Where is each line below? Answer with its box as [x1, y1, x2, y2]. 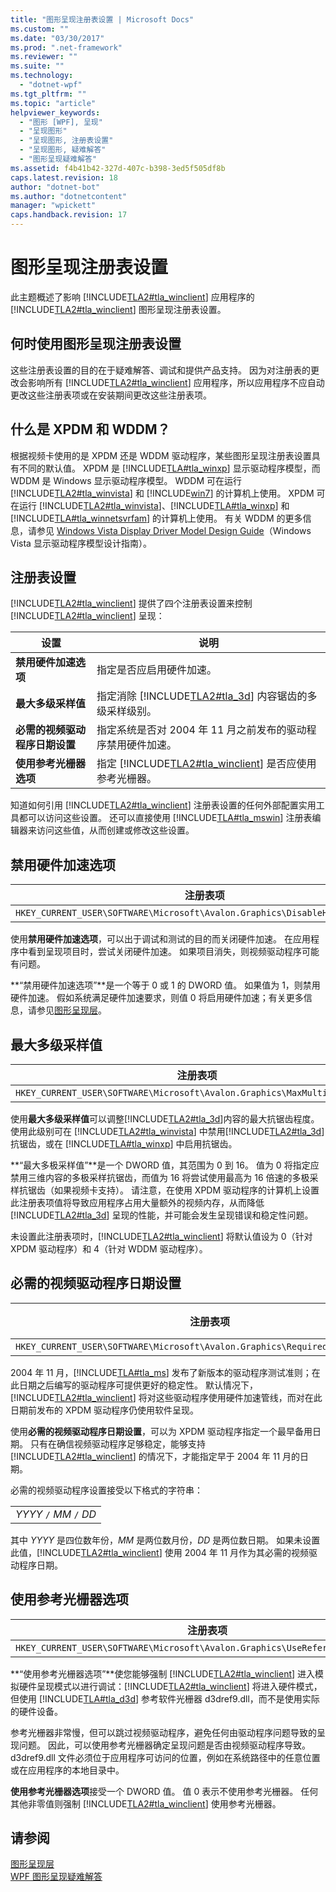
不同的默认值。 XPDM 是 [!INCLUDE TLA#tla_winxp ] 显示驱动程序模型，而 [18, 462, 321, 474]
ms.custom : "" [10, 24, 70, 34]
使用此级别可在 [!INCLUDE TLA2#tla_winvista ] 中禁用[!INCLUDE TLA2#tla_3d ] [10, 1126, 325, 1137]
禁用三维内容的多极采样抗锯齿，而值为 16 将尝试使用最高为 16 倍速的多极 [10, 1172, 310, 1183]
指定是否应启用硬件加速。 [96, 663, 218, 677]
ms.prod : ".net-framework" [10, 42, 123, 53]
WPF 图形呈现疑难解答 [10, 1871, 103, 1883]
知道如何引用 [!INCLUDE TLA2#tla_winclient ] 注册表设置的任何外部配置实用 [10, 799, 317, 811]
